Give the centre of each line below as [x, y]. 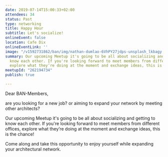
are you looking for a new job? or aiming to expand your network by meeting [84, 103]
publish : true [20, 75]
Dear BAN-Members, [27, 93]
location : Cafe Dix [25, 42]
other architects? [22, 108]
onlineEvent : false [25, 38]
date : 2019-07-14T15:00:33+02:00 [40, 10]
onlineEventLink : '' [27, 47]
